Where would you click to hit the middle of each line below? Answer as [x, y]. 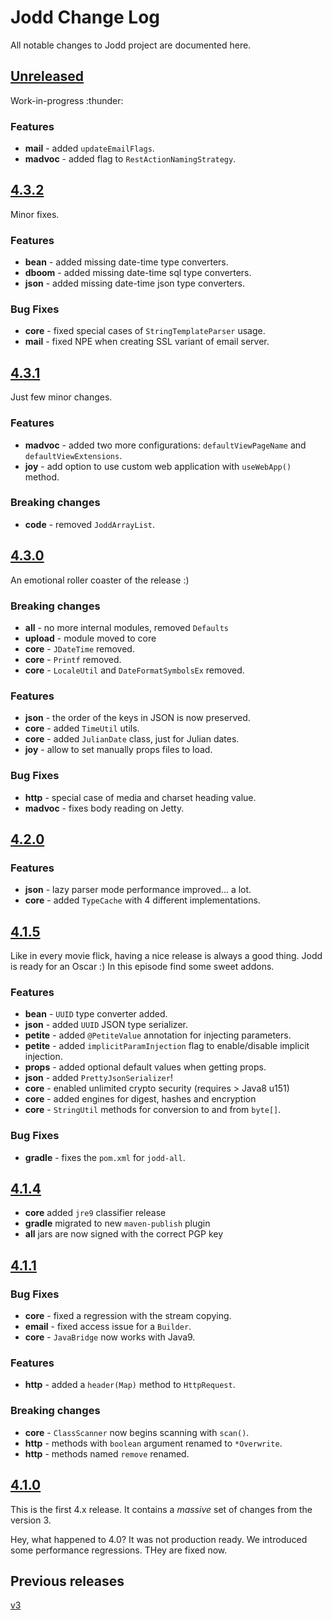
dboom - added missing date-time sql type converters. [138, 273]
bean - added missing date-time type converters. [126, 262]
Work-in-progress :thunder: [67, 100]
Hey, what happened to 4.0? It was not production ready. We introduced [159, 1539]
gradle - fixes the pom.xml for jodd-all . [105, 1157]
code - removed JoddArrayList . [90, 524]
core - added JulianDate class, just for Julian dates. [132, 739]
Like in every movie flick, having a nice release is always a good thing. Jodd [166, 956]
